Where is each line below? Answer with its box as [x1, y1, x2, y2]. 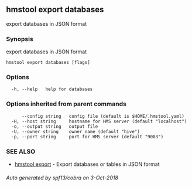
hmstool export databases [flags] [6, 60, 91, 66]
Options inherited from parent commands [6, 100, 127, 108]
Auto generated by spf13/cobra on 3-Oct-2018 [6, 174, 119, 181]
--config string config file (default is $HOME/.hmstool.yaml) [21, 113, 184, 119]
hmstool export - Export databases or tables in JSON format [14, 161, 160, 168]
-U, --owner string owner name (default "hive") [11, 128, 140, 134]
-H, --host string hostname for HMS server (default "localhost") [11, 118, 187, 124]
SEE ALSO [6, 147, 36, 155]
